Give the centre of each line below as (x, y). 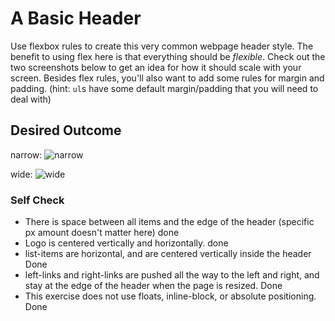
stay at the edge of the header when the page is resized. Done (153, 286)
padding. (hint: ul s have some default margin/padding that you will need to (164, 88)
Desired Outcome (66, 130)
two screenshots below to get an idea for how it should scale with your (156, 67)
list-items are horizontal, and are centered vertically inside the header (168, 254)
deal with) (31, 99)
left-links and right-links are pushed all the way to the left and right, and (172, 275)
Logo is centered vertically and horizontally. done (126, 243)
